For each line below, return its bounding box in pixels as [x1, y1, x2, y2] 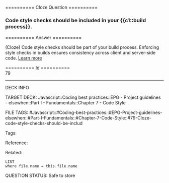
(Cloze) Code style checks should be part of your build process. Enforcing [5, 44, 159, 50]
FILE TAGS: [5, 109, 29, 115]
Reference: [5, 140, 28, 146]
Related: [5, 150, 23, 156]
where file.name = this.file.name [5, 164, 78, 169]
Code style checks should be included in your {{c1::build [5, 17, 146, 24]
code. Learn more [5, 55, 42, 61]
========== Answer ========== [5, 35, 82, 41]
